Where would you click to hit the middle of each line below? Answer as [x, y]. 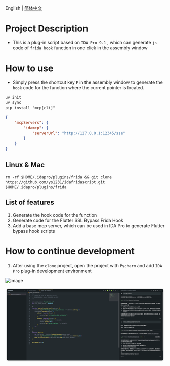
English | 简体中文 [24, 8]
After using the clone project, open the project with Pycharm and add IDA [87, 265]
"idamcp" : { [36, 128]
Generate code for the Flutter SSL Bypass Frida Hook [68, 220]
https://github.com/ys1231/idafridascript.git [55, 182]
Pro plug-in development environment [52, 271]
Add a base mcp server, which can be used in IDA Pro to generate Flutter [89, 225]
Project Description [47, 29]
